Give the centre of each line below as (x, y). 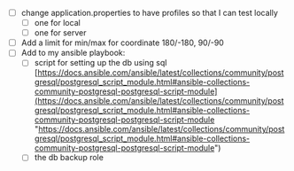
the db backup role (69, 158)
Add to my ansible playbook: (73, 53)
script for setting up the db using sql (101, 63)
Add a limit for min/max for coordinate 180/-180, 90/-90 (123, 43)
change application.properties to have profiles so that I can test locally (149, 13)
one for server (60, 33)
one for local (57, 23)
